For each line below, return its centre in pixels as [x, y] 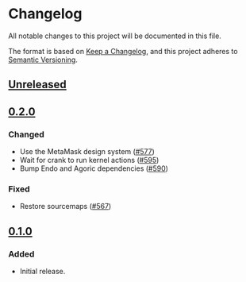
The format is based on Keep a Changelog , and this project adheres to [123, 51]
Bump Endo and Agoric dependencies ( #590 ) [94, 168]
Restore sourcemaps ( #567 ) [65, 207]
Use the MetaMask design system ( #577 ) [87, 152]
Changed [27, 134]
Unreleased [38, 85]
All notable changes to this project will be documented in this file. [115, 36]
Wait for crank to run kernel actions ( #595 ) [89, 160]
